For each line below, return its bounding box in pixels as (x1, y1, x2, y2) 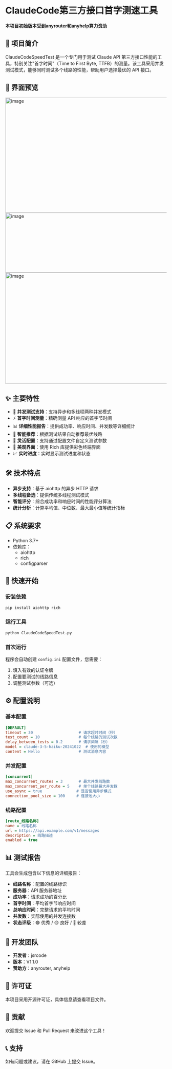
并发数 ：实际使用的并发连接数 (12, 913, 76, 919)
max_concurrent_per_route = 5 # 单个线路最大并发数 (5, 784, 118, 789)
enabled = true (5, 838, 38, 843)
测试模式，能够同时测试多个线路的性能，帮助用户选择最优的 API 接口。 (5, 66, 155, 73)
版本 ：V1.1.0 (12, 958, 38, 965)
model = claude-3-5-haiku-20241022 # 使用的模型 (5, 744, 110, 750)
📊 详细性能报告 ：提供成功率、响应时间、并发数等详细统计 (12, 423, 136, 430)
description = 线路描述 (5, 833, 53, 838)
